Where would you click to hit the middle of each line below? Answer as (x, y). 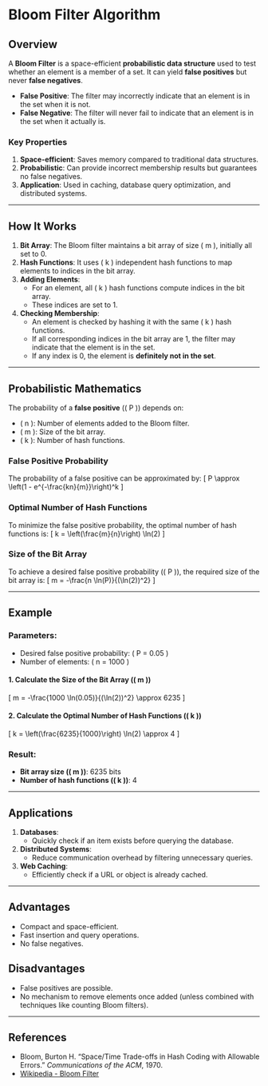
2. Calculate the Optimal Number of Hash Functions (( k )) (105, 716)
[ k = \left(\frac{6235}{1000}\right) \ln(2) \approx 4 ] (94, 733)
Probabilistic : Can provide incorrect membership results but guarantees (138, 168)
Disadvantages (47, 969)
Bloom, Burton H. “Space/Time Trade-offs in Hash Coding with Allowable (140, 1056)
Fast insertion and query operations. (79, 935)
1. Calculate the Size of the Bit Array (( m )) (80, 680)
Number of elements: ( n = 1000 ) (75, 661)
